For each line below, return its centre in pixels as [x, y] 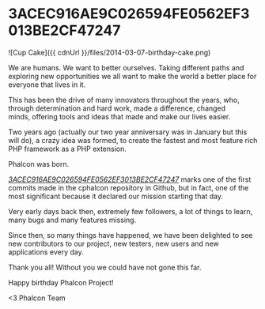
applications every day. [46, 252]
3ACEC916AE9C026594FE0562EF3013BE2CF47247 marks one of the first [130, 179]
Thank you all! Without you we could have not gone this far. [105, 267]
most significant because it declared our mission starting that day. [116, 196]
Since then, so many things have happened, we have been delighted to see [131, 235]
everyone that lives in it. [47, 85]
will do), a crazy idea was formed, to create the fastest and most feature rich [133, 140]
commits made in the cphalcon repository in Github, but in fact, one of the [129, 187]
